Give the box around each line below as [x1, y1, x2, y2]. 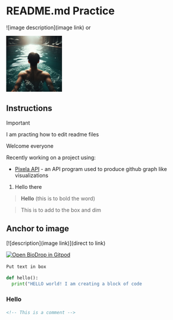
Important [6, 119, 30, 126]
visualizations [14, 172, 49, 179]
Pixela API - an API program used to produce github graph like [14, 165, 168, 172]
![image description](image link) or [6, 24, 91, 31]
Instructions [6, 103, 52, 114]
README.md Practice [6, 4, 115, 18]
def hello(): [6, 275, 39, 281]
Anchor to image [6, 223, 70, 234]
